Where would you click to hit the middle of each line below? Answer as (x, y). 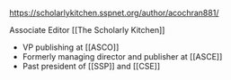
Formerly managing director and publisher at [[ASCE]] (122, 56)
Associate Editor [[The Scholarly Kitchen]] (87, 30)
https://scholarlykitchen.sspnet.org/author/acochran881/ (114, 13)
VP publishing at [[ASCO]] (71, 47)
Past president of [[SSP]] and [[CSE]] (91, 66)
